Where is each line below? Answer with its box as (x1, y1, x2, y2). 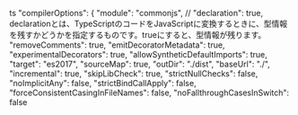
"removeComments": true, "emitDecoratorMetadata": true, (9, 40, 225, 50)
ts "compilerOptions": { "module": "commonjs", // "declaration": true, (9, 8, 264, 18)
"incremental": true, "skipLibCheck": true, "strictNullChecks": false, (9, 68, 259, 79)
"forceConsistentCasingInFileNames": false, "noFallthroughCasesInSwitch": (9, 87, 290, 98)
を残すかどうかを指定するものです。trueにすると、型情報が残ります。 (9, 30, 267, 40)
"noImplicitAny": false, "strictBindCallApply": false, (9, 78, 197, 88)
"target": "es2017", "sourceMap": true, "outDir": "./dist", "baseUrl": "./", (9, 58, 271, 69)
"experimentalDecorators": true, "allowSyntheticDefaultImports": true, (9, 49, 267, 59)
